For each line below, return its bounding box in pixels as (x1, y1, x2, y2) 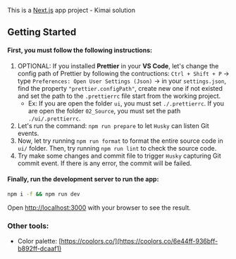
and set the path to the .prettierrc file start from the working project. (17, 91, 221, 100)
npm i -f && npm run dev (7, 190, 80, 198)
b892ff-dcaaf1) (17, 244, 62, 253)
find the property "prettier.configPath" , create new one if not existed (17, 84, 223, 92)
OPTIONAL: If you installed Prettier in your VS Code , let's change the (17, 61, 219, 70)
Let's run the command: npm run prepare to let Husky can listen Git (17, 121, 209, 129)
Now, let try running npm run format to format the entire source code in (17, 137, 223, 145)
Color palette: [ (17, 236, 61, 245)
